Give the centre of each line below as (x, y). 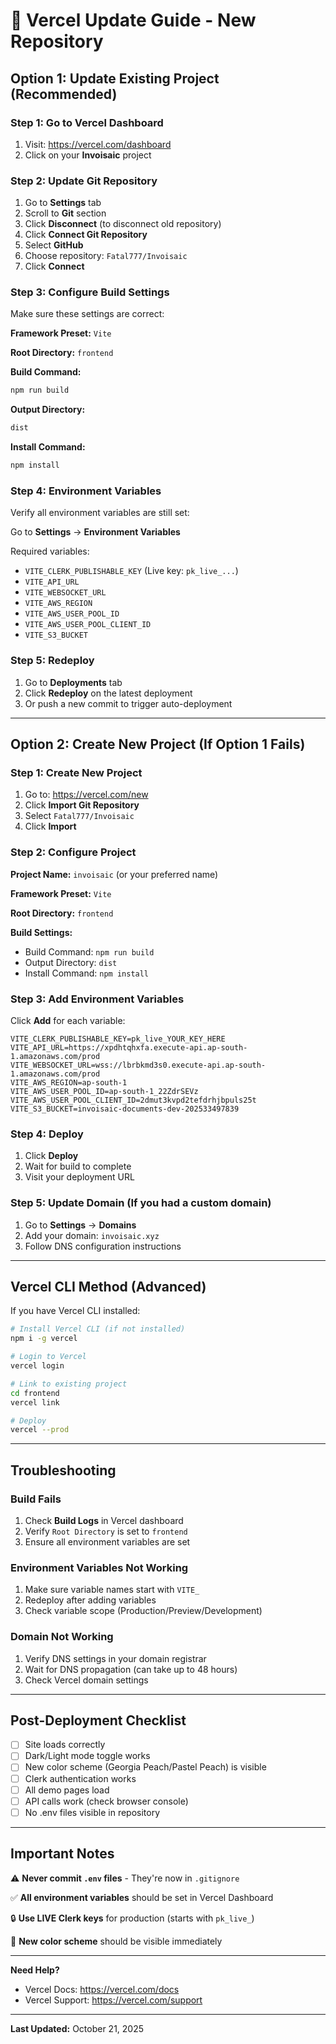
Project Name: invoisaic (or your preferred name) (114, 874)
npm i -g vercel (44, 1339)
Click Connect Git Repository (86, 235)
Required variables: (50, 551)
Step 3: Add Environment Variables (97, 999)
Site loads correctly (65, 1745)
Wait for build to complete (78, 1166)
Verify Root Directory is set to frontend (106, 1531)
